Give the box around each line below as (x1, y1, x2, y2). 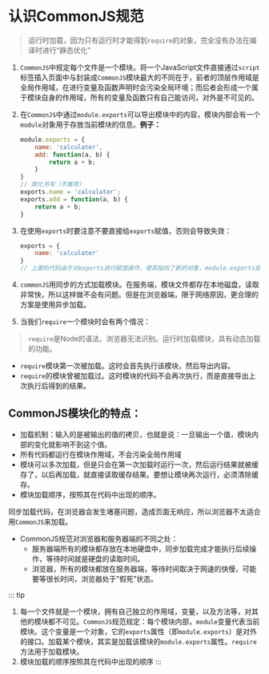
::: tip (8, 590, 26, 599)
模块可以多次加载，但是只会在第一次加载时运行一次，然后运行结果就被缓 (19, 459, 259, 469)
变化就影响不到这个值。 (34, 439, 112, 449)
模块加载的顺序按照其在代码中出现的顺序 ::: (19, 656, 162, 666)
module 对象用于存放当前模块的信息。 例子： (19, 120, 162, 129)
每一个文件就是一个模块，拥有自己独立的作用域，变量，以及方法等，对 (19, 607, 252, 616)
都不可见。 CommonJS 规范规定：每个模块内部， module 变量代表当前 (47, 616, 260, 626)
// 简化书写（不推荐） (19, 181, 86, 189)
